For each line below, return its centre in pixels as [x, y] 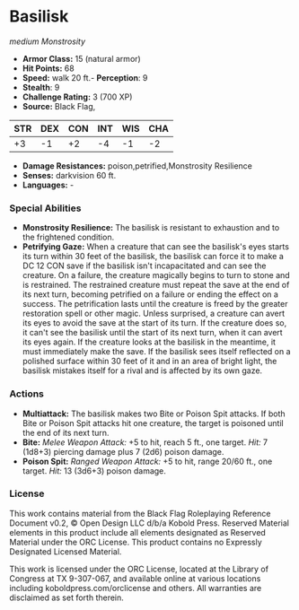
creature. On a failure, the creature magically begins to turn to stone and [156, 275]
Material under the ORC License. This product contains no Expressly [136, 542]
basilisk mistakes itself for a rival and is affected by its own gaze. [142, 370]
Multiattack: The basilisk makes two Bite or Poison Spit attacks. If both [154, 414]
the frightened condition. [68, 237]
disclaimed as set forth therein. [66, 597]
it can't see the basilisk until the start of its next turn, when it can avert [152, 333]
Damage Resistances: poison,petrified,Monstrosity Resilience [137, 166]
